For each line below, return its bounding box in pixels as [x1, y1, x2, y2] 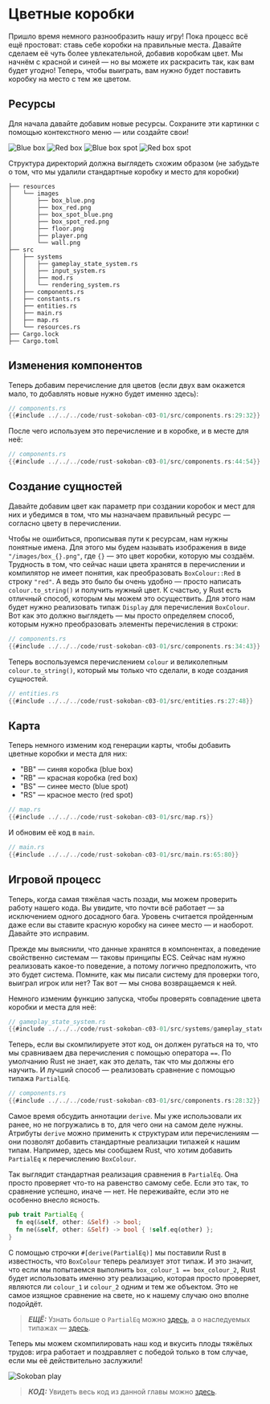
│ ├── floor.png [8, 224, 84, 233]
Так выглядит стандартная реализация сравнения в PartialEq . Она [8, 1169, 239, 1179]
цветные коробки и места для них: [8, 749, 128, 759]
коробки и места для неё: [8, 1002, 97, 1012]
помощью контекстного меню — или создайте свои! [8, 127, 189, 137]
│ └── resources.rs [8, 323, 81, 331]
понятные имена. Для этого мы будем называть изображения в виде [8, 542, 247, 552]
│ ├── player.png [8, 231, 88, 239]
